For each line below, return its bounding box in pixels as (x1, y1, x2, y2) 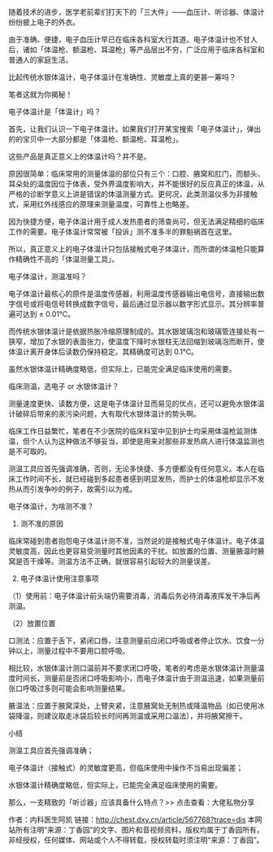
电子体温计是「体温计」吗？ (8, 107, 102, 116)
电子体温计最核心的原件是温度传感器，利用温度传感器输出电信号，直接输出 (8, 289, 258, 299)
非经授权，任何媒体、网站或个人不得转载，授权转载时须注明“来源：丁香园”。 (8, 835, 264, 845)
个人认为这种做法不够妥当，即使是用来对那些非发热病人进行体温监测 (29, 436, 258, 446)
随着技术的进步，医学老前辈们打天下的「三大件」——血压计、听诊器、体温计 (8, 7, 265, 16)
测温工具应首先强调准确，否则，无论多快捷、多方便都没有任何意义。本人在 (8, 464, 258, 474)
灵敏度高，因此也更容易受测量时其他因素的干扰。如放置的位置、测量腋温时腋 (8, 546, 265, 556)
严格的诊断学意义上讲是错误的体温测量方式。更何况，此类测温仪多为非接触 (8, 190, 258, 199)
